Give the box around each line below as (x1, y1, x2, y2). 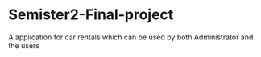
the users (8, 40, 40, 50)
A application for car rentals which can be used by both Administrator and (8, 32, 254, 42)
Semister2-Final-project (8, 6, 174, 24)
